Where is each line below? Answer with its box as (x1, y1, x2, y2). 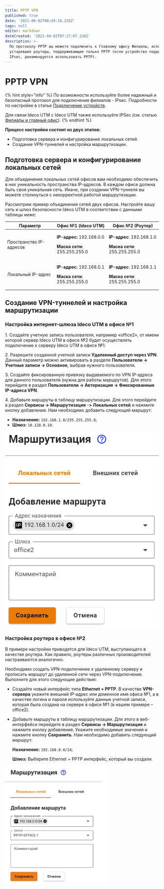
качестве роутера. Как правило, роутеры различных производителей (5, 651, 151, 657)
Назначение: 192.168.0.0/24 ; (12, 747, 73, 752)
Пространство (7, 239, 38, 245)
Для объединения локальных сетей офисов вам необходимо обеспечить (5, 176, 159, 182)
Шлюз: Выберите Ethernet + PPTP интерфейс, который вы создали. (12, 756, 153, 762)
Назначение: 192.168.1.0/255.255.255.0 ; (12, 417, 97, 423)
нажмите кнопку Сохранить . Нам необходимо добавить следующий (12, 732, 157, 738)
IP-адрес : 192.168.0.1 (57, 264, 105, 270)
